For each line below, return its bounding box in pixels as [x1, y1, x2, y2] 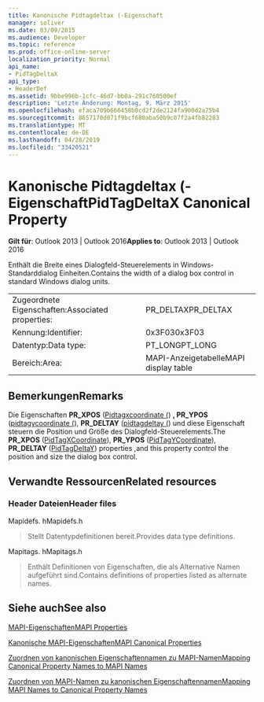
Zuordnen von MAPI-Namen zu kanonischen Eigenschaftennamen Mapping [8, 676, 251, 685]
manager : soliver [8, 19, 65, 27]
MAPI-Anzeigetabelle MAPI [145, 353, 245, 364]
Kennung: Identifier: [12, 327, 82, 338]
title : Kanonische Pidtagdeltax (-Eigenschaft [8, 11, 163, 20]
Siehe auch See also [8, 601, 107, 615]
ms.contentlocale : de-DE [8, 128, 90, 136]
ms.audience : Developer [8, 33, 86, 42]
